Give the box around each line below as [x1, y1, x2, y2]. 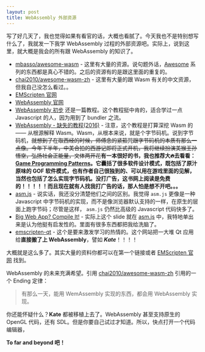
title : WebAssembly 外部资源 [6, 15, 77, 21]
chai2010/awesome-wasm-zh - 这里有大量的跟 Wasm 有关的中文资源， [15, 76, 195, 83]
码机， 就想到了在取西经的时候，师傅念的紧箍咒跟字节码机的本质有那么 [15, 137, 192, 144]
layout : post [6, 9, 40, 15]
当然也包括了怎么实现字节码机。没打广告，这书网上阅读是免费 [15, 174, 171, 182]
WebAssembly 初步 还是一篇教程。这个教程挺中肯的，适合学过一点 [15, 106, 183, 113]
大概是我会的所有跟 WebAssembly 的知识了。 [22, 47, 136, 55]
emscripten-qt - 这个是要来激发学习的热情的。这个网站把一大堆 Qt [15, 228, 182, 235]
